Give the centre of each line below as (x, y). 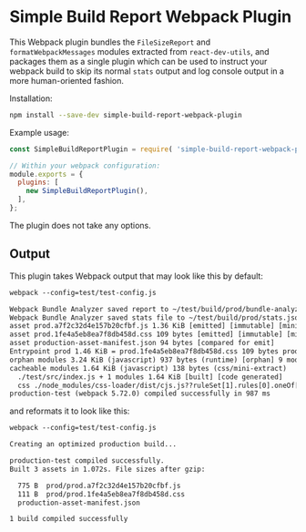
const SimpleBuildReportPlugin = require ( (91, 149)
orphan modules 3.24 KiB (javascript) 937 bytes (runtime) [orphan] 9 (146, 360)
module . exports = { (46, 174)
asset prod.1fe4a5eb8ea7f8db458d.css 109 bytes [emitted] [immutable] (146, 334)
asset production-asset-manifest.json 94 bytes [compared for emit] (142, 343)
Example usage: (40, 132)
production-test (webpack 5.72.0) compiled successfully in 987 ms (140, 394)
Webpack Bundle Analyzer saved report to (89, 309)
